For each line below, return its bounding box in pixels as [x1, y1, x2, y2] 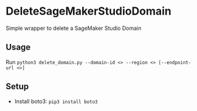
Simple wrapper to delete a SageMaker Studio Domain [5, 24, 142, 32]
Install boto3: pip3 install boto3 [14, 98, 98, 105]
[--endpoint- [158, 59, 192, 65]
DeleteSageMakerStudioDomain [5, 4, 171, 18]
